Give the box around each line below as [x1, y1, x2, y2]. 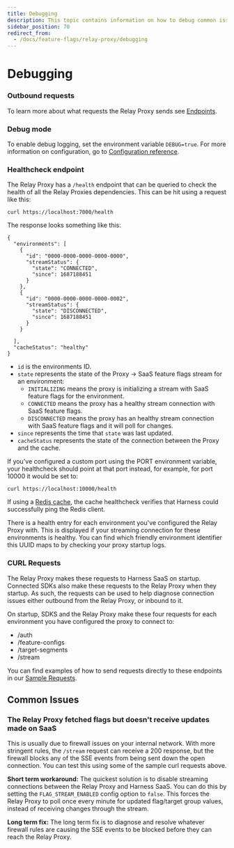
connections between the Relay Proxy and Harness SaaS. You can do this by [7, 783, 227, 791]
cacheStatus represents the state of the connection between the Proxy [17, 437, 219, 445]
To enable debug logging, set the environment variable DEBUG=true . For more [7, 140, 226, 148]
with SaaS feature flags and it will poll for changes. [27, 422, 173, 430]
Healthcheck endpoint [7, 164, 85, 174]
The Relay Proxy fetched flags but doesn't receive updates [7, 714, 210, 724]
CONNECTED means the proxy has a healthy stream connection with [27, 400, 215, 408]
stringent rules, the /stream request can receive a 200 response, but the [7, 746, 214, 755]
